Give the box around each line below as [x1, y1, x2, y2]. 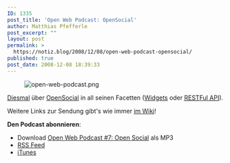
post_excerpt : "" [7, 29, 57, 36]
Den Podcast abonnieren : [7, 120, 81, 128]
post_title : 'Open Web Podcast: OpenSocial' [7, 17, 137, 23]
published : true [7, 55, 54, 62]
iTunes [17, 148, 36, 156]
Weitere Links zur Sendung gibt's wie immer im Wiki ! [7, 107, 157, 115]
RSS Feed [17, 140, 45, 149]
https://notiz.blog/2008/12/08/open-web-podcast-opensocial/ [13, 49, 193, 56]
